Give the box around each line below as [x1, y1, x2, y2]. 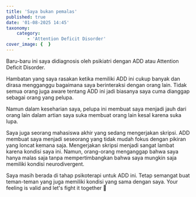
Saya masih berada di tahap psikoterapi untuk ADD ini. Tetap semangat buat [6, 172, 190, 179]
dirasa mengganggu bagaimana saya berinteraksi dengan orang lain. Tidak [6, 81, 187, 88]
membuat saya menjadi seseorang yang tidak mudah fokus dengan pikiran [6, 135, 187, 142]
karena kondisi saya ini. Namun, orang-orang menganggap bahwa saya [6, 148, 179, 155]
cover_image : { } [6, 42, 51, 48]
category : [16, 31, 41, 36]
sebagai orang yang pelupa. [6, 94, 74, 101]
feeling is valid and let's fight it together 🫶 [6, 184, 107, 191]
